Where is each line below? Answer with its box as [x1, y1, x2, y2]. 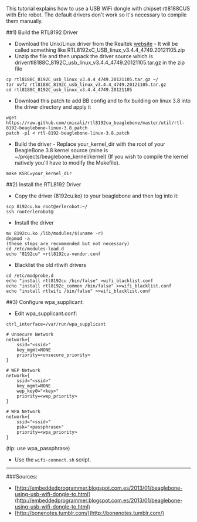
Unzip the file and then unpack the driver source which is [14, 53, 154, 59]
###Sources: [6, 473, 38, 480]
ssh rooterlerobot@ [6, 209, 54, 215]
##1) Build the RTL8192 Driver [6, 29, 78, 36]
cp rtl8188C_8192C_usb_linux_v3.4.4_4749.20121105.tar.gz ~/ [6, 76, 159, 82]
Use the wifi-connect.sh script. [14, 456, 91, 463]
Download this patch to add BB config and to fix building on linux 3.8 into [14, 97, 191, 104]
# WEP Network [6, 367, 41, 373]
